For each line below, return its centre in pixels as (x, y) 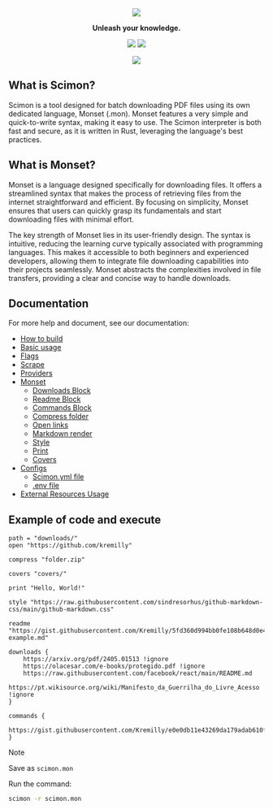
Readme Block (56, 399)
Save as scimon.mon (41, 768)
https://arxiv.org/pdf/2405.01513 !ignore (96, 660)
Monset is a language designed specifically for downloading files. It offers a (135, 184)
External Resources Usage (65, 494)
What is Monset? (52, 165)
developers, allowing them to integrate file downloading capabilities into (129, 261)
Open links (50, 425)
